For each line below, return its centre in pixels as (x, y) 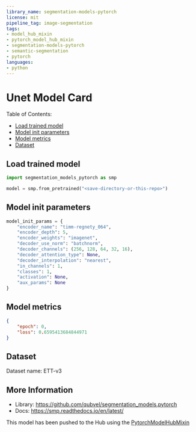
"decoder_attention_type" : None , (59, 255)
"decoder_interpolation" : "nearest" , (64, 260)
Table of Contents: (29, 114)
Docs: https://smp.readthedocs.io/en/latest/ (69, 411)
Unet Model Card (49, 97)
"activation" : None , (43, 277)
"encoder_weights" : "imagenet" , (57, 238)
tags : (13, 29)
